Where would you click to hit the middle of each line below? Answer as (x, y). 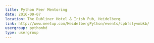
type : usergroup (22, 33)
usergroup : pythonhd (26, 28)
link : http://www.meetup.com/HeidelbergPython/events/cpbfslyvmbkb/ (77, 23)
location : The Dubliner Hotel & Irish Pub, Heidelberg (63, 19)
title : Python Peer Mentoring (36, 10)
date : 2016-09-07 (23, 14)
